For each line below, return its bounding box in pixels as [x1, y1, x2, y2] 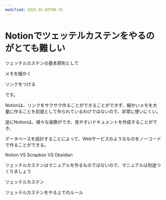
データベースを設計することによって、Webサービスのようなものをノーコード [5, 135, 162, 141]
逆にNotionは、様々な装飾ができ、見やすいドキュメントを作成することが [5, 119, 153, 125]
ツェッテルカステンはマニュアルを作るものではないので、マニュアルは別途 [5, 162, 157, 168]
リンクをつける [5, 81, 36, 87]
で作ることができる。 [5, 142, 49, 148]
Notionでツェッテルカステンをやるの [5, 30, 155, 41]
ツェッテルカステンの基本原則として [5, 60, 79, 66]
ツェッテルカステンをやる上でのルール [5, 189, 83, 195]
